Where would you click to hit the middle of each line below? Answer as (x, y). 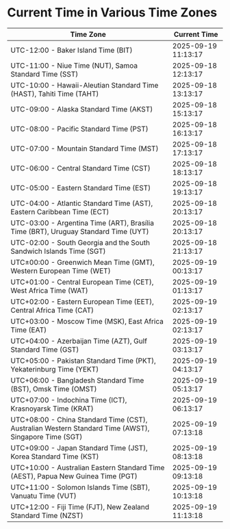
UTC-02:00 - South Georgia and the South (80, 242)
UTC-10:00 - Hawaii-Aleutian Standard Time (85, 85)
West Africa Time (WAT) (50, 290)
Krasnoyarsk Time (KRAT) (52, 409)
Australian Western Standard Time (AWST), (80, 428)
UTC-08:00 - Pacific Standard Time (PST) (79, 129)
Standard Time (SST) (44, 74)
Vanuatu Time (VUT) (43, 495)
